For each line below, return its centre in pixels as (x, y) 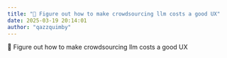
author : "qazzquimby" (39, 27)
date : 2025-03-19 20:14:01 (47, 21)
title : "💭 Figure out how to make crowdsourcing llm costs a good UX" (114, 14)
